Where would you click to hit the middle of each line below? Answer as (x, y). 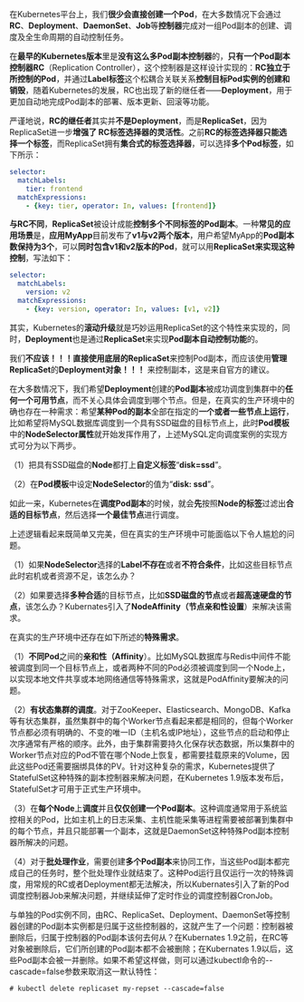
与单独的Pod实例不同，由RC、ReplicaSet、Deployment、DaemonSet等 (142, 914)
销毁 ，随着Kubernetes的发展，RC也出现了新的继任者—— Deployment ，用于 (151, 90)
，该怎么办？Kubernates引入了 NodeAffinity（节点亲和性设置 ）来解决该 (151, 606)
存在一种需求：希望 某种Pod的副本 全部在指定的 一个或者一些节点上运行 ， (159, 411)
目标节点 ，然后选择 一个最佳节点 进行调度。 (104, 514)
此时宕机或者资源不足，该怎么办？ (73, 576)
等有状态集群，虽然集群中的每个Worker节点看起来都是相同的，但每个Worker (152, 721)
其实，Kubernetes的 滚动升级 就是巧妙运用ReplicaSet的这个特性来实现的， (146, 327)
